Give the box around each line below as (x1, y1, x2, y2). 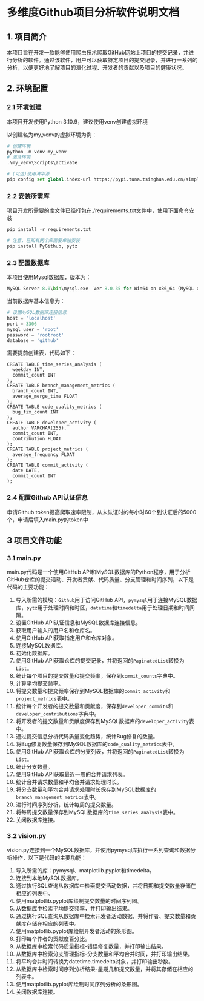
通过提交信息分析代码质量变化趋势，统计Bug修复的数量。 (15, 733, 159, 740)
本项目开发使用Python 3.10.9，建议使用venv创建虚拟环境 (7, 118, 148, 125)
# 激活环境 (7, 154, 31, 161)
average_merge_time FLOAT (12, 393, 78, 400)
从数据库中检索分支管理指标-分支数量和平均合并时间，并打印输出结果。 (15, 950, 194, 957)
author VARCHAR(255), (12, 425, 67, 431)
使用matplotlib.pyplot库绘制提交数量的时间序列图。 (15, 897, 143, 904)
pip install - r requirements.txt (7, 227, 91, 233)
